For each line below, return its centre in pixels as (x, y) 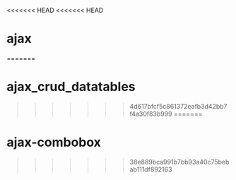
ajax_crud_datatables (71, 87)
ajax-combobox (54, 142)
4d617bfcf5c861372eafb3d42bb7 (178, 106)
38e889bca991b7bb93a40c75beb (179, 162)
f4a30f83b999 (151, 114)
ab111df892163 (151, 169)
